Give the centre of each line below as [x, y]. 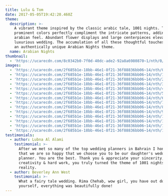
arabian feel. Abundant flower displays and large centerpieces [82, 38]
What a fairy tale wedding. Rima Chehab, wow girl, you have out [88, 182]
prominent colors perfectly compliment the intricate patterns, [82, 33]
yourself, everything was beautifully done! [65, 186]
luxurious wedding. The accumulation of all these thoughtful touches [89, 42]
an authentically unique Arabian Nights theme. [64, 47]
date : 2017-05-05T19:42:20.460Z [39, 14]
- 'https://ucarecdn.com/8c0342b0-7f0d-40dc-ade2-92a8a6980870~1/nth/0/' [88, 61]
